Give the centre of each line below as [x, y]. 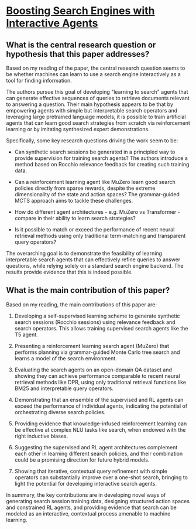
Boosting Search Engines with [80, 11]
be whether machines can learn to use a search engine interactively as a [94, 74]
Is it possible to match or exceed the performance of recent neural [94, 229]
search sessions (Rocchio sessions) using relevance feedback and [95, 322]
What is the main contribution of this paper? [88, 290]
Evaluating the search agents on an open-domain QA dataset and [93, 370]
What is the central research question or [81, 45]
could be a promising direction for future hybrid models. [82, 460]
